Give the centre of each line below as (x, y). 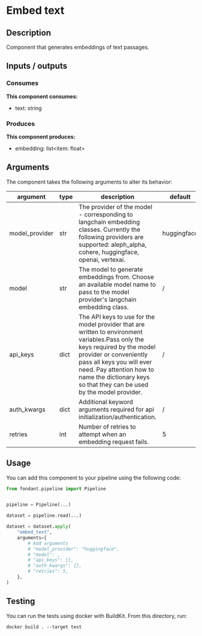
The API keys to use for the (117, 317)
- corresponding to (106, 214)
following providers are (111, 237)
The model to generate (111, 269)
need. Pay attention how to (116, 369)
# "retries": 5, (48, 572)
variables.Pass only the (111, 339)
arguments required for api (116, 409)
